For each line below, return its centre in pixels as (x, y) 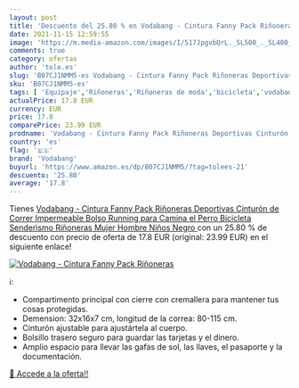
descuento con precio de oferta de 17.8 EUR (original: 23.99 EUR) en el (139, 237)
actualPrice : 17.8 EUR (51, 100)
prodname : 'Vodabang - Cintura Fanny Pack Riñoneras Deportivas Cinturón (149, 134)
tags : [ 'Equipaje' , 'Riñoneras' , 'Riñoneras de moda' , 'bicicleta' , (135, 92)
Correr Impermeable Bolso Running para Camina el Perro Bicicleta (130, 219)
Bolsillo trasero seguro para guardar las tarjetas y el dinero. (131, 338)
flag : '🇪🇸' (31, 150)
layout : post (33, 17)
